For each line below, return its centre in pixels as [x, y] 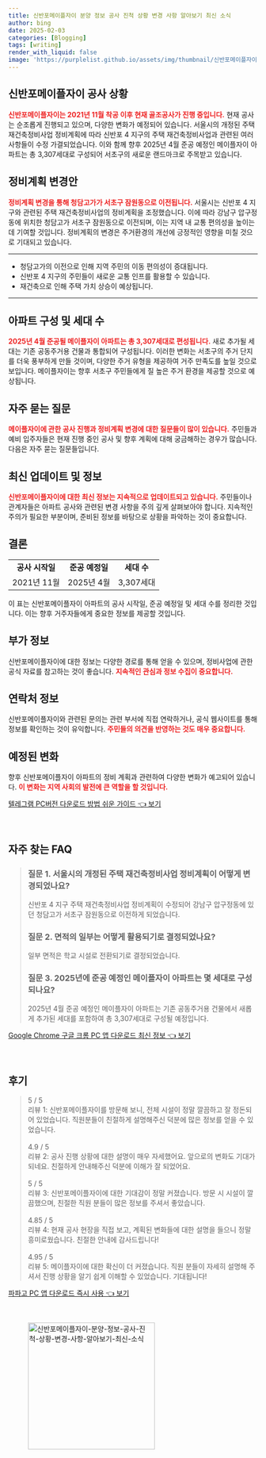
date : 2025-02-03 [37, 30]
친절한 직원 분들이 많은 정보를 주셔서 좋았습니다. [131, 1203]
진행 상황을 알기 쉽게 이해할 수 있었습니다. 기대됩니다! [125, 1276]
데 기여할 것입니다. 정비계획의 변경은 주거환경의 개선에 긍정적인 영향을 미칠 [123, 232]
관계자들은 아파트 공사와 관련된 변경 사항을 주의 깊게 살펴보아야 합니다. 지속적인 [131, 506]
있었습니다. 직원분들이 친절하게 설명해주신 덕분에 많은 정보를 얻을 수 [141, 1120]
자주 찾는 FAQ [40, 849]
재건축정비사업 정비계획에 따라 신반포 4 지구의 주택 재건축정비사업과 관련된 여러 [131, 134]
